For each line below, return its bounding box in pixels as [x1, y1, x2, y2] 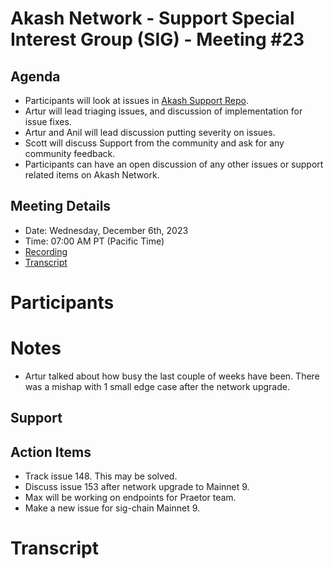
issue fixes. [24, 116, 72, 127]
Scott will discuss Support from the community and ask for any [24, 137, 285, 149]
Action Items [10, 443, 92, 461]
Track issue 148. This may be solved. [24, 470, 178, 482]
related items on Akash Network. [24, 169, 160, 181]
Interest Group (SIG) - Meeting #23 [10, 28, 305, 51]
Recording [24, 245, 68, 257]
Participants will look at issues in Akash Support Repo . [24, 95, 249, 106]
